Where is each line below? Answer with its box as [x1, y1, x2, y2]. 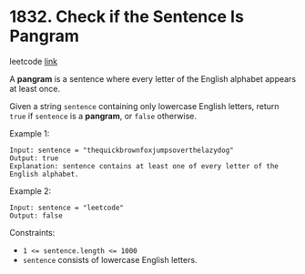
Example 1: [9, 127, 50, 138]
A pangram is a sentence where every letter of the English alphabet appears [9, 73, 297, 84]
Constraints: [9, 227, 56, 238]
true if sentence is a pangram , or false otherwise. [9, 110, 198, 121]
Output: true [9, 153, 59, 163]
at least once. [9, 83, 61, 94]
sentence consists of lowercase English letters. [22, 254, 198, 265]
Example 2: [9, 185, 52, 197]
